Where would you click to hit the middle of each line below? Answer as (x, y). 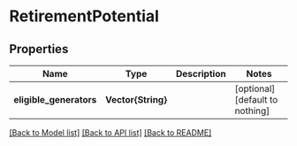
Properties (39, 49)
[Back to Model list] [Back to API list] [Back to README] (110, 133)
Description (201, 74)
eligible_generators (55, 100)
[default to (256, 100)
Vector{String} (136, 100)
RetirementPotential (84, 16)
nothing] (252, 111)
